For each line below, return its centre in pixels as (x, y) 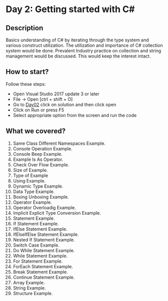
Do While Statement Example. (44, 250)
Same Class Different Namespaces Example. (59, 143)
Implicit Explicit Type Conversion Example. (57, 213)
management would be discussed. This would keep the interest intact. (78, 56)
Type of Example (30, 175)
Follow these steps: (26, 84)
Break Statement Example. (40, 272)
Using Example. (29, 180)
